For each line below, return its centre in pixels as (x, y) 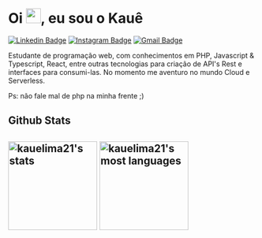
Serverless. (27, 80)
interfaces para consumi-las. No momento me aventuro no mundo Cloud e (129, 72)
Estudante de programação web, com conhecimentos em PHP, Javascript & (131, 55)
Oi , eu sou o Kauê (76, 19)
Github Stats (39, 121)
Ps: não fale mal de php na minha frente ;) (76, 95)
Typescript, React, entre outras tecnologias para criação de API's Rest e (125, 64)
